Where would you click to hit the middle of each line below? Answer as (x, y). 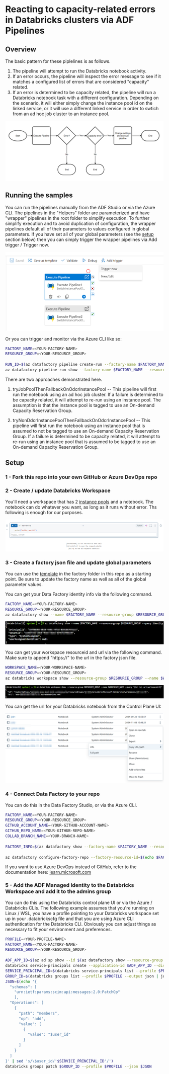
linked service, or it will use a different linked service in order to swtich (86, 108)
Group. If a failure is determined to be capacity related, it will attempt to (86, 436)
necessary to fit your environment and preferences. (59, 929)
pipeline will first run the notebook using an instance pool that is (79, 426)
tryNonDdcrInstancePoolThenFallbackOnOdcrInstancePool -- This (81, 420)
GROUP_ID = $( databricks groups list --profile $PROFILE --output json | (82, 976)
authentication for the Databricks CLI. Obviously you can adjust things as (81, 924)
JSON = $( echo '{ (21, 981)
